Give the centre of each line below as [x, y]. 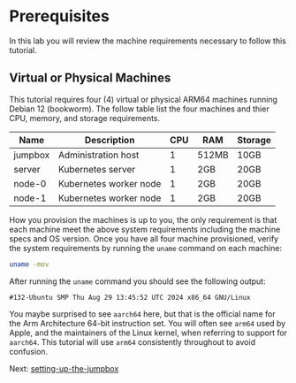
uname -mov [29, 264]
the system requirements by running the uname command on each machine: [146, 248]
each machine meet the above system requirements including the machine [145, 229]
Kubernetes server [96, 169]
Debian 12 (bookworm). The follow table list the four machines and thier [139, 109]
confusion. [29, 351]
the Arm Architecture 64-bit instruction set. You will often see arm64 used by [148, 323]
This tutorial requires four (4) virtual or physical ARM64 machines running [144, 99]
